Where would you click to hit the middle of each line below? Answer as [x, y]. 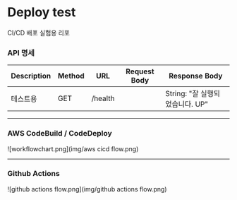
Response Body [196, 76]
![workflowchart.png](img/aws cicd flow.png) [73, 148]
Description [31, 76]
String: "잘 [182, 94]
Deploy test [42, 12]
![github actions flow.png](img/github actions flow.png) [87, 189]
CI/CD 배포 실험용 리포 [39, 33]
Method [71, 76]
